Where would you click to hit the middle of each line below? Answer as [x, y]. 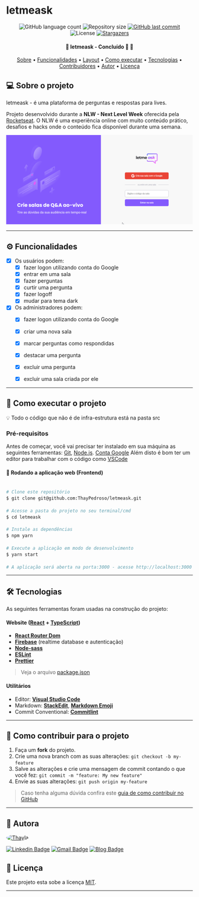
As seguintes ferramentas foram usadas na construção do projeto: [87, 609]
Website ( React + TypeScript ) [43, 622]
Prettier [24, 661]
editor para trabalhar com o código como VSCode [67, 459]
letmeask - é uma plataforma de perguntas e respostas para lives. [86, 102]
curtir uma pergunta [48, 287]
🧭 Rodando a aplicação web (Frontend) [55, 472]
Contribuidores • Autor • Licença [99, 66]
